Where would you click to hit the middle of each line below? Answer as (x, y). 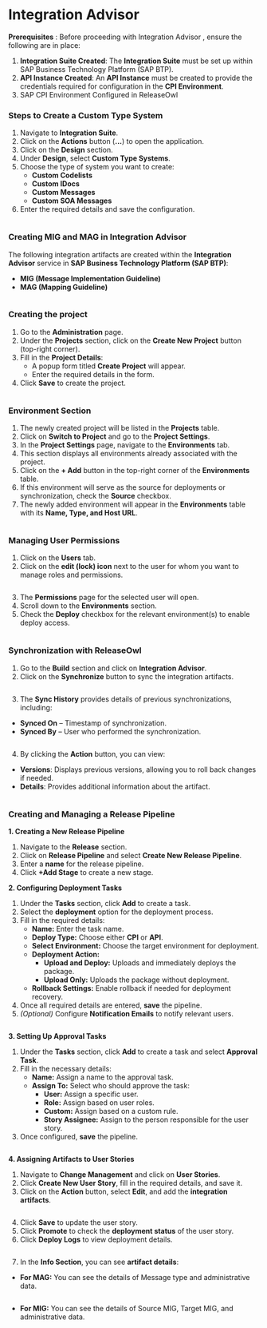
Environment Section (50, 411)
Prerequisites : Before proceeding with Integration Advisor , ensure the (125, 37)
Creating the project (48, 315)
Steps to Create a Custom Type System (86, 115)
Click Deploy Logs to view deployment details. (96, 1239)
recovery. (47, 997)
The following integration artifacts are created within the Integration (120, 254)
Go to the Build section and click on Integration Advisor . (113, 668)
